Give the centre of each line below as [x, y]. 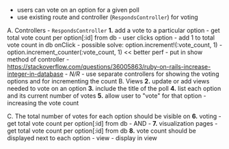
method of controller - [38, 59]
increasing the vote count [43, 103]
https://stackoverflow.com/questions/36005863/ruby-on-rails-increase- [109, 67]
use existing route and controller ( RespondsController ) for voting [107, 17]
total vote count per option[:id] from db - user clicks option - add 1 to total [111, 38]
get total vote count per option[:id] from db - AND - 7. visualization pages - [112, 123]
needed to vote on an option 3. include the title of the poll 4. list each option [114, 89]
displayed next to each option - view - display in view [82, 138]
